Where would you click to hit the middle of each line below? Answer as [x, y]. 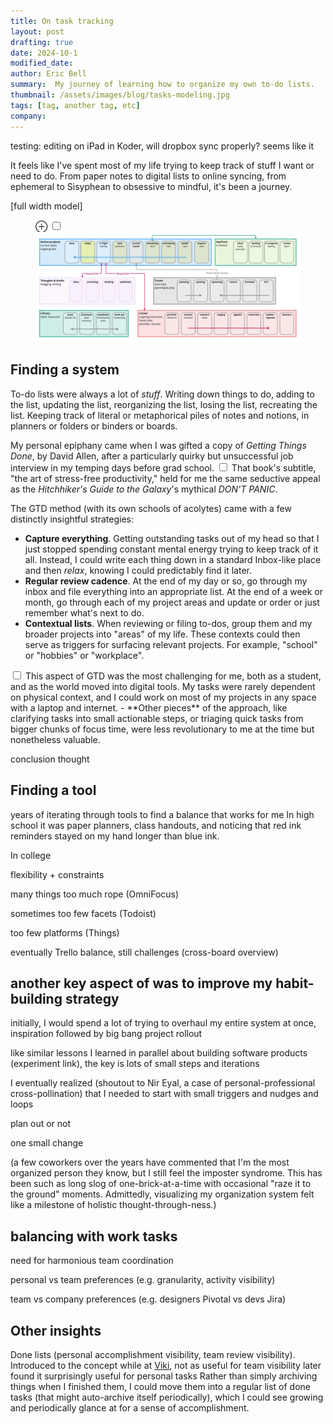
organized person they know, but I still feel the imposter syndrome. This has [166, 1173]
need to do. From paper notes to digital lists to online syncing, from [148, 176]
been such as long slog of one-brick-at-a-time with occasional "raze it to [161, 1184]
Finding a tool [53, 790]
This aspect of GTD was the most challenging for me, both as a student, [173, 676]
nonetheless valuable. [55, 739]
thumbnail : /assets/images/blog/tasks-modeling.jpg [120, 95]
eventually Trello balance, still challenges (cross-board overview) [144, 952]
